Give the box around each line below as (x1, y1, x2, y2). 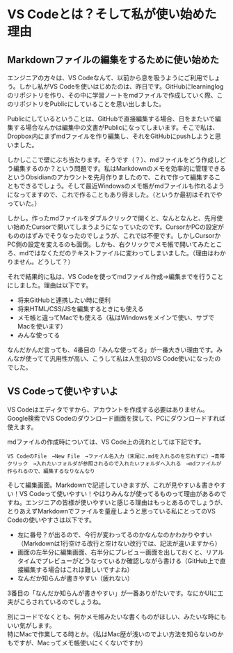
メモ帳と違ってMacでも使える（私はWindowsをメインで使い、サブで (17, 313, 215, 322)
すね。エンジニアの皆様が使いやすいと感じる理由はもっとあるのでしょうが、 (7, 498, 227, 506)
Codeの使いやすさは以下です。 (7, 516, 95, 524)
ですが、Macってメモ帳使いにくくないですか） (13, 638, 147, 647)
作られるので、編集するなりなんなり (7, 467, 95, 474)
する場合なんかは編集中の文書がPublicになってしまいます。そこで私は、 (13, 123, 219, 131)
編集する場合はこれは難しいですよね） (23, 565, 134, 573)
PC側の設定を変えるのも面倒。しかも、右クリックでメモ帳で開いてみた (7, 240, 210, 248)
